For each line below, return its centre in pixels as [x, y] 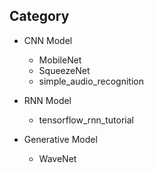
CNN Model [48, 40]
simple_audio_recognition [91, 81]
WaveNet [57, 158]
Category [39, 16]
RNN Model [47, 100]
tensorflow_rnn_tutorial [86, 120]
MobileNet [60, 60]
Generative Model [60, 139]
